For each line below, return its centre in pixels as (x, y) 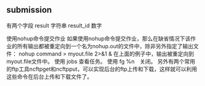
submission (29, 10)
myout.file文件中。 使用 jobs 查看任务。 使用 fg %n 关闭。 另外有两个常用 (101, 61)
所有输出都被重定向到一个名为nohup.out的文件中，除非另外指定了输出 (105, 46)
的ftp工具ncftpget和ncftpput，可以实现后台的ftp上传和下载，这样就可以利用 (102, 69)
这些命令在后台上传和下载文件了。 (49, 76)
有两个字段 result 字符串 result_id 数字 (54, 25)
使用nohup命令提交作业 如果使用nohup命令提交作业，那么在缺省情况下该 (99, 38)
